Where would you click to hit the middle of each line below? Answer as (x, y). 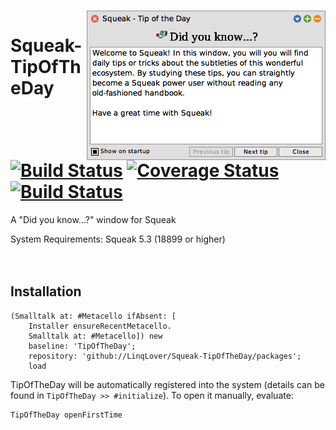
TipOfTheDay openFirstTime (66, 415)
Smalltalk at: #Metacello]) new (95, 336)
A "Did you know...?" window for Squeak (93, 219)
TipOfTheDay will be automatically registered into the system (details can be (167, 384)
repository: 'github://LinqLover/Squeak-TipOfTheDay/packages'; (165, 356)
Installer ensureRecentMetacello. (100, 326)
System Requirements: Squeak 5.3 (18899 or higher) (118, 239)
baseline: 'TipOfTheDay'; (82, 346)
